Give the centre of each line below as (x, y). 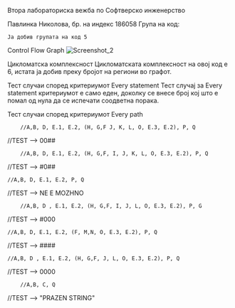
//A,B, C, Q (38, 285)
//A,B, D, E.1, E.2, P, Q (46, 180)
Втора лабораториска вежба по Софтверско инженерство (96, 10)
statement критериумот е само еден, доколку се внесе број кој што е (113, 93)
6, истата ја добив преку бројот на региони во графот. (90, 71)
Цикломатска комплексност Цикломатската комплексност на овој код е (117, 64)
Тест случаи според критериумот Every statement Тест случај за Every (115, 85)
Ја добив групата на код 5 (47, 37)
